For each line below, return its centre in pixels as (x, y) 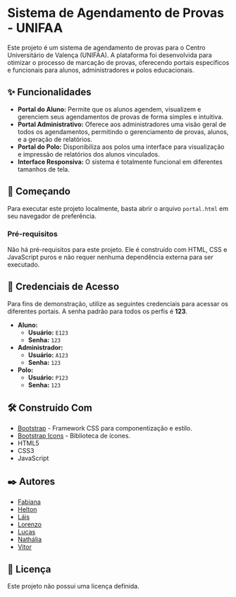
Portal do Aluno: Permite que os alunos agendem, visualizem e (109, 109)
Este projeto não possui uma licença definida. (73, 586)
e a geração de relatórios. (55, 139)
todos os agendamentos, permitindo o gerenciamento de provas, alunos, (123, 131)
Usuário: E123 (48, 332)
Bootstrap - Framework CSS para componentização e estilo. (105, 428)
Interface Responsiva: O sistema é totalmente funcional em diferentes (120, 162)
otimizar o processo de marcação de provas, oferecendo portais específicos (118, 62)
